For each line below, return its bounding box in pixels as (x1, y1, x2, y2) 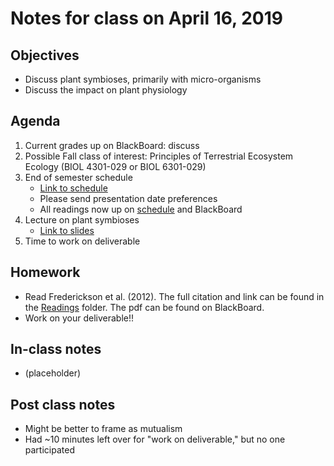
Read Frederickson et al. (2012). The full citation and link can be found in (24, 290, 325, 302)
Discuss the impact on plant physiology (24, 84, 188, 96)
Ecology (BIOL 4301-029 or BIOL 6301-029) (24, 160, 207, 172)
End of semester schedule (24, 171, 133, 183)
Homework (10, 264, 81, 281)
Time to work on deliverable (24, 235, 141, 247)
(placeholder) (24, 367, 82, 379)
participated (24, 444, 75, 456)
